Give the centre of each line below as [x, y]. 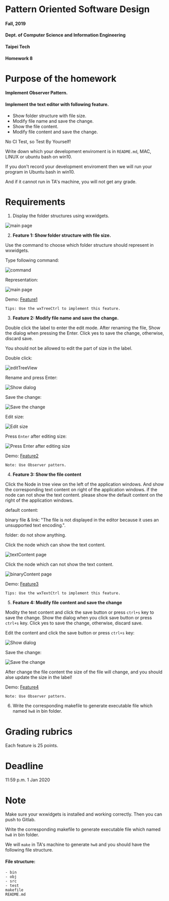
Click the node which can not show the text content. [59, 564]
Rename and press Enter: [32, 378]
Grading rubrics [39, 732]
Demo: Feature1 [21, 299]
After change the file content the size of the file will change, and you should [84, 672]
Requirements [35, 202]
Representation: [22, 280]
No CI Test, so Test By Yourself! [38, 141]
